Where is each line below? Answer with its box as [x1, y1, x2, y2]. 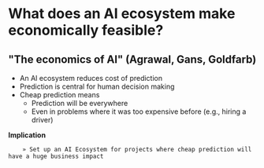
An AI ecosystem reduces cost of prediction [19, 74, 163, 82]
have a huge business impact [8, 152, 104, 160]
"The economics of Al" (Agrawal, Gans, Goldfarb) [8, 53, 257, 66]
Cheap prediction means [19, 90, 100, 99]
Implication [8, 130, 46, 140]
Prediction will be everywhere [31, 99, 128, 108]
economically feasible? [8, 21, 164, 39]
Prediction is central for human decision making [19, 82, 175, 91]
